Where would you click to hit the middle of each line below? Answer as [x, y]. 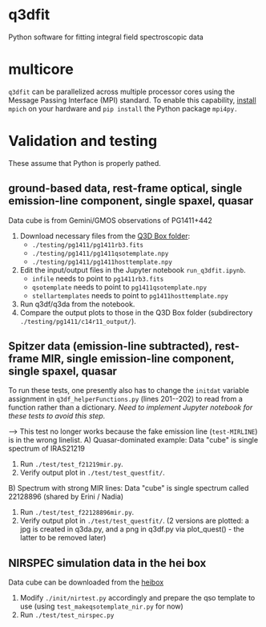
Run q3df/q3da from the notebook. [77, 304]
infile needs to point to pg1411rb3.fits [98, 278]
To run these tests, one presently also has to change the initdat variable [129, 390]
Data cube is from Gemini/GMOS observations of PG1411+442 [110, 220]
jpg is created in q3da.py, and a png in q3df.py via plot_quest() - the [132, 529]
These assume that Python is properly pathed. [85, 163]
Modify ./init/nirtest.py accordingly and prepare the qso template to [137, 598]
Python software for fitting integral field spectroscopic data [106, 37]
